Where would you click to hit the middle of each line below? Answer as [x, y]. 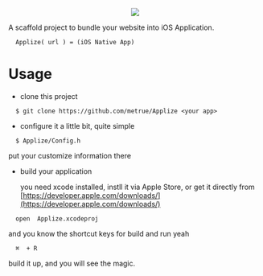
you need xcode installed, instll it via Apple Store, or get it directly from [137, 187]
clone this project [49, 96]
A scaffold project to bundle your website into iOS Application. [111, 27]
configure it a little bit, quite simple [77, 126]
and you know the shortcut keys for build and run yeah [99, 233]
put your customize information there [70, 155]
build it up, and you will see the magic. [72, 263]
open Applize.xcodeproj [57, 218]
